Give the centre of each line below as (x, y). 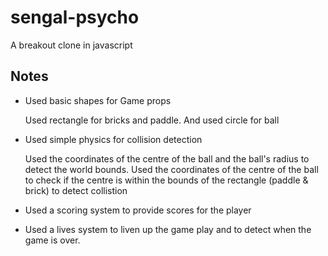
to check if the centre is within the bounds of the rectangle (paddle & (166, 180)
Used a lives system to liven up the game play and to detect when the (168, 229)
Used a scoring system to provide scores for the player (138, 210)
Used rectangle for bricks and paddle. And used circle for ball (152, 120)
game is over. (52, 240)
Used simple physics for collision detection (113, 139)
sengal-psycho (75, 17)
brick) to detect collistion (76, 190)
